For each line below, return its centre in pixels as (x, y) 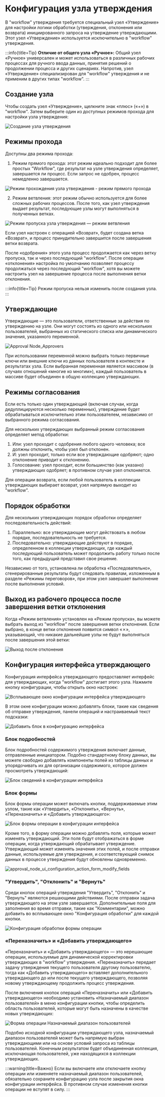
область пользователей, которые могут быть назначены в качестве (77, 1008)
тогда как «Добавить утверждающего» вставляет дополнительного (77, 972)
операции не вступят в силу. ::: (38, 1089)
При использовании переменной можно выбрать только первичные (77, 356)
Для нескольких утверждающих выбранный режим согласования (75, 430)
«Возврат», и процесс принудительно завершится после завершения (78, 238)
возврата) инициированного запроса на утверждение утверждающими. (81, 33)
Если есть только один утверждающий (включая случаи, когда (72, 404)
